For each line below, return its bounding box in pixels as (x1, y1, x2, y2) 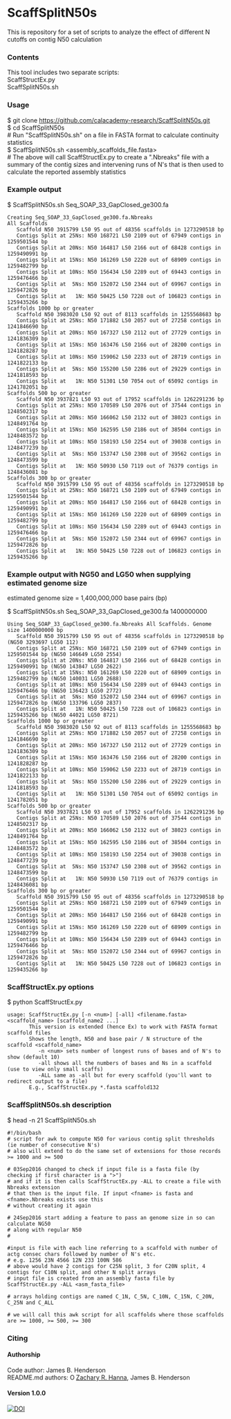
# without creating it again (7, 1202, 91, 1209)
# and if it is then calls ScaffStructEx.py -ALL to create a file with (7, 1178, 221, 1185)
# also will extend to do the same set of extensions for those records (7, 1147, 221, 1154)
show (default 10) (7, 1054, 60, 1061)
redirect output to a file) (7, 1078, 89, 1085)
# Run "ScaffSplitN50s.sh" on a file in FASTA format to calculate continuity (7, 130, 219, 139)
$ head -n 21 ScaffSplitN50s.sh (7, 1116, 97, 1124)
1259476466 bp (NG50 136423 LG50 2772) (7, 687, 122, 694)
